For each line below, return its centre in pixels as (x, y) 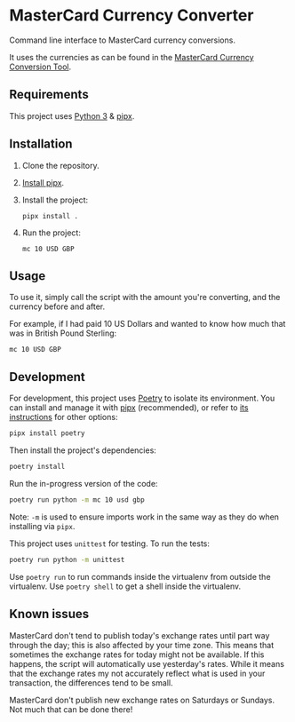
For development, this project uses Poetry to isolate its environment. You (142, 398)
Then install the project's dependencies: (83, 450)
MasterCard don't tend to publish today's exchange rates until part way (140, 635)
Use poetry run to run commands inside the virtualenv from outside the (140, 576)
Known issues (49, 614)
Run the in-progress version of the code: (84, 483)
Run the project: (52, 233)
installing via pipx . (42, 526)
